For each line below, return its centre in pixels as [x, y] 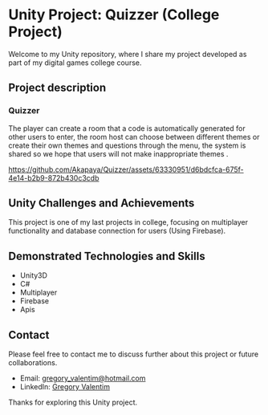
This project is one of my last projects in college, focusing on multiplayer [128, 222]
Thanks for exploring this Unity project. [73, 402]
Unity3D [34, 275]
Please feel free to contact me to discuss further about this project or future [134, 354]
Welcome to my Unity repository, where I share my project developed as [128, 54]
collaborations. [33, 363]
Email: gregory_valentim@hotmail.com [83, 378]
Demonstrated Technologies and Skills [107, 256]
